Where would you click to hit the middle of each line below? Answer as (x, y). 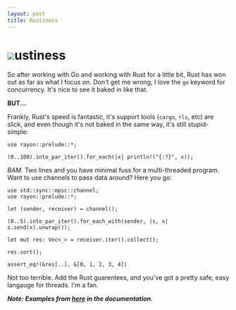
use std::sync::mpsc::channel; (53, 191)
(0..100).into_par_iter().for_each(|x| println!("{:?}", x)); (100, 157)
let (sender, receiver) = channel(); (63, 209)
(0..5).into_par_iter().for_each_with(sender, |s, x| (88, 222)
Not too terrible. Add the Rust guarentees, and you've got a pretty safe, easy (118, 278)
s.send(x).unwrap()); (39, 228)
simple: (18, 132)
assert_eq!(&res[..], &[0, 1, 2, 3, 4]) (68, 265)
